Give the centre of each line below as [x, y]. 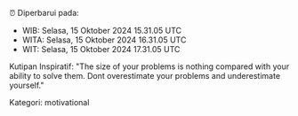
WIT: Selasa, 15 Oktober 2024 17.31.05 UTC [101, 49]
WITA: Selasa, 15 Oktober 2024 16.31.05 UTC [104, 40]
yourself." [27, 85]
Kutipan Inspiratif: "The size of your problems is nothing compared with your [149, 66]
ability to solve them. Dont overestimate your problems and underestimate [145, 76]
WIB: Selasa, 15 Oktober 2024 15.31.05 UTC [102, 31]
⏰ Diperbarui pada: [44, 13]
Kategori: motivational [49, 102]
